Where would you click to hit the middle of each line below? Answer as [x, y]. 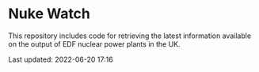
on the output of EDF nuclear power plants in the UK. [94, 44]
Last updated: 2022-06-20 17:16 [61, 59]
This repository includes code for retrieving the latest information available [130, 36]
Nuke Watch [50, 14]
